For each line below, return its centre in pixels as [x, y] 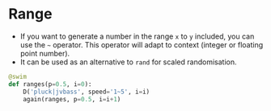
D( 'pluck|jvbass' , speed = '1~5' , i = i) [87, 92]
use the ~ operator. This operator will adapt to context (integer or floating [142, 44]
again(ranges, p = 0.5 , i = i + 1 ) [72, 99]
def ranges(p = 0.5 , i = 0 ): [50, 84]
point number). [45, 53]
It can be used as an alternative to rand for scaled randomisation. [128, 62]
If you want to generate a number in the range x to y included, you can [137, 36]
